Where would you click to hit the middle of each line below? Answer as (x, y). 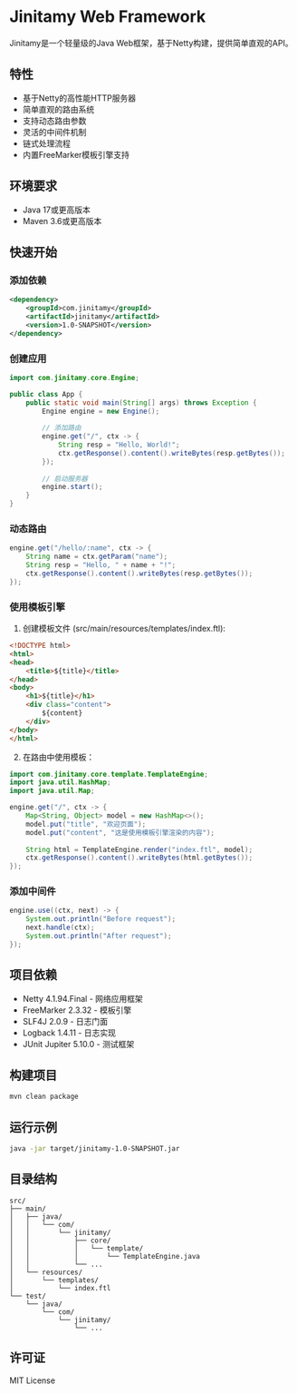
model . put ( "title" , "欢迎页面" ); (86, 824)
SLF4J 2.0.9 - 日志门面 (65, 1021)
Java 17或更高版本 (56, 210)
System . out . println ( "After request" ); (99, 937)
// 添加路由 (62, 428)
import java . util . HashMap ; (60, 782)
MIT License (33, 1380)
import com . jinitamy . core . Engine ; (75, 378)
